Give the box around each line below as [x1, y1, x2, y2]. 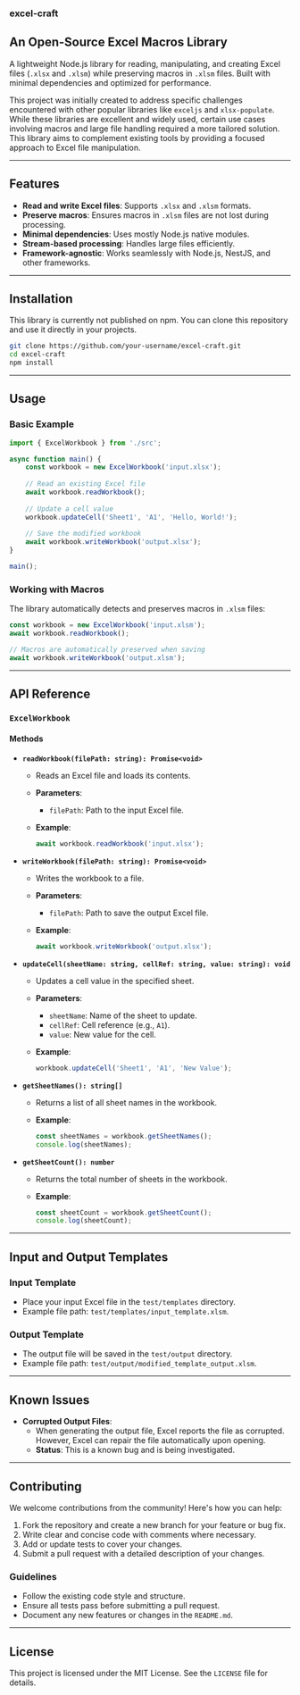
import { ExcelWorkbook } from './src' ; [9, 438, 162, 447]
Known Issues [9, 1392, 90, 1407]
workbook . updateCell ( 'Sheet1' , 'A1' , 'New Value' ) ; [35, 1064, 232, 1073]
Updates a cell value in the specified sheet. [35, 975, 195, 986]
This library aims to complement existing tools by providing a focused [9, 132, 265, 143]
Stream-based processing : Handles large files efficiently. [21, 238, 236, 248]
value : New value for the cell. [48, 1029, 156, 1040]
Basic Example [9, 418, 74, 430]
